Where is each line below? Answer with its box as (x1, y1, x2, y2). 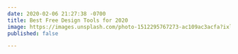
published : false (7, 29, 59, 37)
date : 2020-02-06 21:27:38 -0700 (7, 10, 106, 18)
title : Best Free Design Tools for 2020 (7, 17, 129, 24)
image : (7, 23, 27, 30)
